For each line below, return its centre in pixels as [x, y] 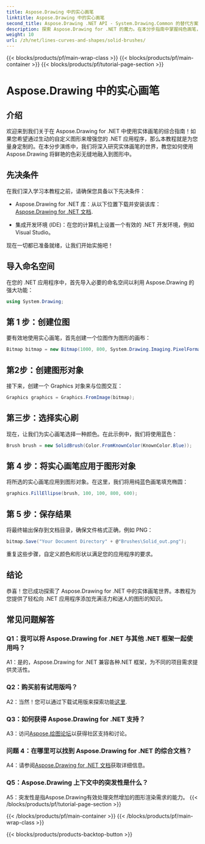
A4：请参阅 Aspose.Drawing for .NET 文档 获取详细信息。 [77, 765]
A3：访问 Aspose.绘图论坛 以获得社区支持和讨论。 [68, 733]
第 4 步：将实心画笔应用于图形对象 [71, 466]
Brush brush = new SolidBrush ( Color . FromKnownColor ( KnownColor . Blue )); [99, 446]
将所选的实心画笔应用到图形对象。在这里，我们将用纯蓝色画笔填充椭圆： [97, 482]
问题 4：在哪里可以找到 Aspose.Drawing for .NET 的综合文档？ [99, 750]
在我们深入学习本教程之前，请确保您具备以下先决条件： [76, 191]
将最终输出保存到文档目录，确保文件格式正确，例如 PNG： [80, 530]
